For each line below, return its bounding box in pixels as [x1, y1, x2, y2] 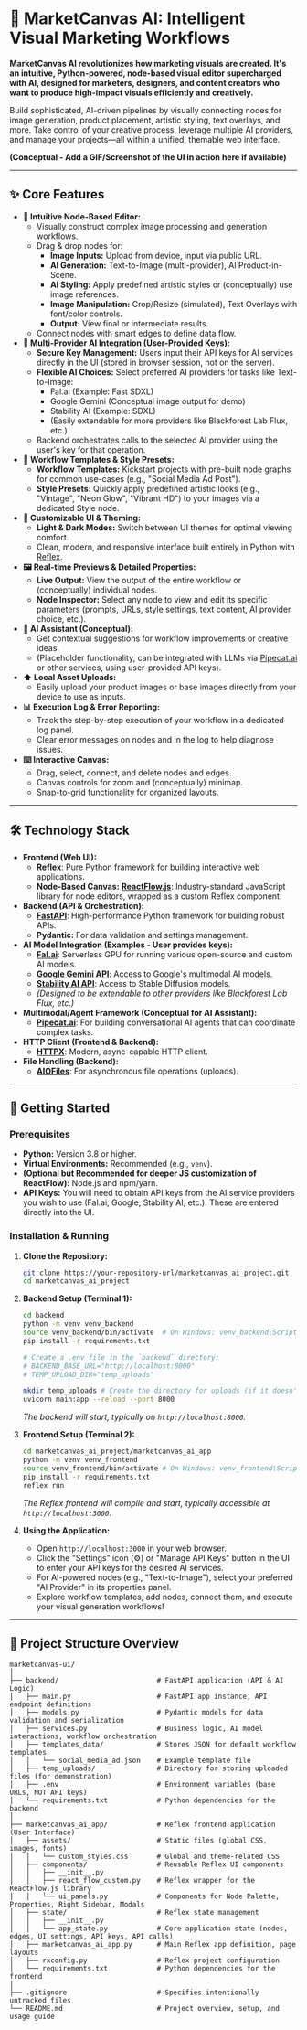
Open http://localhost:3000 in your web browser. [36, 1543, 227, 1554]
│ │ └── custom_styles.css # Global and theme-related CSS [9, 1852, 281, 1862]
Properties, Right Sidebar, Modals [9, 1900, 145, 1909]
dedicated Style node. [36, 502, 121, 513]
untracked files [9, 1996, 71, 2005]
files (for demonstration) [9, 1772, 112, 1781]
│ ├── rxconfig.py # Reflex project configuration [9, 1956, 281, 1965]
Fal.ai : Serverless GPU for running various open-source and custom [36, 948, 293, 959]
